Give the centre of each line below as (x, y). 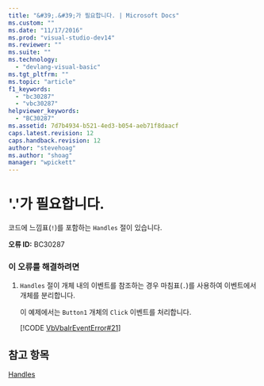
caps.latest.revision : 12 (51, 133)
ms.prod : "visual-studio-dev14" (61, 38)
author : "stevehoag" (42, 148)
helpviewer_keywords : (44, 112)
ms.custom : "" (32, 23)
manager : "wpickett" (42, 163)
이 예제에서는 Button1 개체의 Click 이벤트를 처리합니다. (105, 312)
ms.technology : (33, 60)
